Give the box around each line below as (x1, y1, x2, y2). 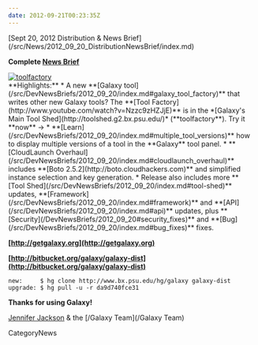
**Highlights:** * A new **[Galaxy (8, 80, 122, 90)
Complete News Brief (8, 57, 80, 66)
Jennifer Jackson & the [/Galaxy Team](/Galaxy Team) (8, 313, 185, 322)
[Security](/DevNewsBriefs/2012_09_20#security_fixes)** (8, 214, 196, 224)
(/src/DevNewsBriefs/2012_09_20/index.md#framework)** (8, 198, 199, 207)
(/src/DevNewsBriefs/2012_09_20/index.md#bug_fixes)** (8, 222, 195, 232)
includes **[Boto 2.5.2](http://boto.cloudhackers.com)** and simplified (8, 164, 241, 173)
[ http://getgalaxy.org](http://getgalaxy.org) (8, 238, 155, 247)
